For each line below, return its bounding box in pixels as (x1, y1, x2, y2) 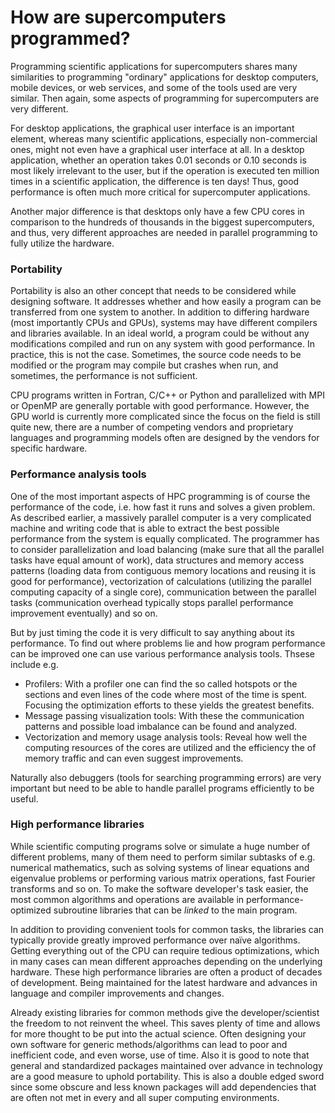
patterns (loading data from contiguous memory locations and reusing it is (10, 564, 317, 576)
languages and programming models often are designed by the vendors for (10, 432, 320, 444)
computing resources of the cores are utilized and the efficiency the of (24, 741, 317, 753)
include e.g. (10, 658, 59, 670)
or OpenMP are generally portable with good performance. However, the (10, 400, 310, 412)
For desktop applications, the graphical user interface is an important (10, 122, 295, 134)
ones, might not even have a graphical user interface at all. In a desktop (10, 143, 305, 155)
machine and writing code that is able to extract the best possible (10, 522, 280, 534)
